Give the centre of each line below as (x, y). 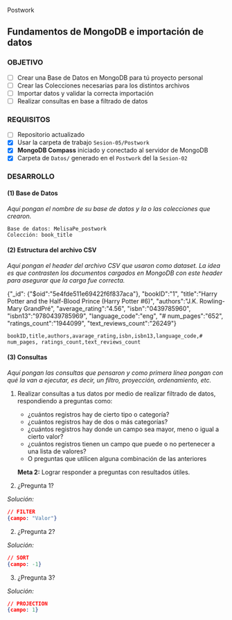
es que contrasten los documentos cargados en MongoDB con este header (115, 273)
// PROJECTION (28, 603)
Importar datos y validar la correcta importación (85, 93)
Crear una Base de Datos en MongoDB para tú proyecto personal (110, 77)
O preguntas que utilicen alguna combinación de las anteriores (117, 459)
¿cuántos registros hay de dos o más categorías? (98, 422)
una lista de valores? (57, 451)
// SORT (18, 558)
